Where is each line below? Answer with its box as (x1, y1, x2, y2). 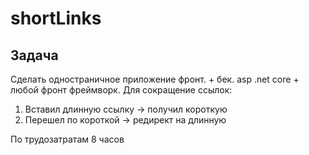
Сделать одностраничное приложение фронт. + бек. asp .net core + (10, 73, 300, 85)
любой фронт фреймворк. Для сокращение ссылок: (10, 84, 233, 96)
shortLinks (10, 7, 102, 30)
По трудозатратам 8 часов (10, 133, 125, 145)
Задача (10, 47, 59, 64)
